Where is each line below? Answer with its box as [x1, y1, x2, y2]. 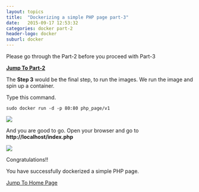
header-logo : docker [6, 31, 58, 37]
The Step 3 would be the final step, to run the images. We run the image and [6, 76, 193, 83]
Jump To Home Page [6, 179, 58, 186]
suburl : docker [6, 36, 44, 42]
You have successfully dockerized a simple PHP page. [6, 168, 140, 175]
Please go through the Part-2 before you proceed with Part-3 [6, 53, 156, 60]
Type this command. [6, 94, 56, 101]
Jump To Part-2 [6, 64, 46, 72]
